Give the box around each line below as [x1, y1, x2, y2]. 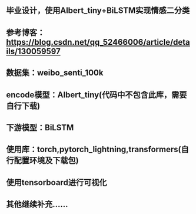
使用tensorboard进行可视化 [6, 177, 107, 187]
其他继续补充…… [6, 199, 69, 209]
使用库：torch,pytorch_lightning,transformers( [6, 144, 181, 154]
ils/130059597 [6, 46, 61, 56]
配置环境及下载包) [14, 156, 79, 166]
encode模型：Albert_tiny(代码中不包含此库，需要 [6, 90, 187, 100]
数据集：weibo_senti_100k [6, 68, 104, 78]
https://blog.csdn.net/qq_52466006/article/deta [6, 37, 190, 47]
